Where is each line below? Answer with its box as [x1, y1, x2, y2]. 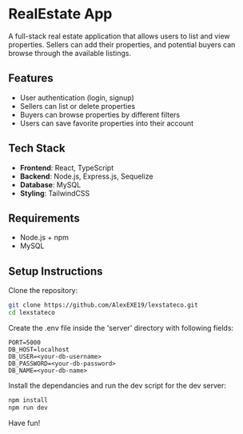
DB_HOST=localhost [8, 345, 70, 353]
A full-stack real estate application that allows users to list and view [8, 31, 230, 41]
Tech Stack [8, 142, 66, 155]
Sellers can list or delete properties [19, 101, 136, 111]
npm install [8, 396, 48, 404]
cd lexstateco [8, 309, 56, 317]
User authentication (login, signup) [19, 93, 134, 102]
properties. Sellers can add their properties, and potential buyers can [8, 39, 236, 49]
